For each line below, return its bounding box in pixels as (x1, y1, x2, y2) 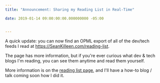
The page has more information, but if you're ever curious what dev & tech (5, 52, 156, 59)
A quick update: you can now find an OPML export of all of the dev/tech (5, 38, 150, 44)
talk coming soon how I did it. (5, 72, 65, 78)
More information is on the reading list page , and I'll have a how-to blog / (5, 67, 152, 73)
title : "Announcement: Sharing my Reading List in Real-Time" (5, 7, 135, 12)
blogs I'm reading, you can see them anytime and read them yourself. (5, 58, 145, 63)
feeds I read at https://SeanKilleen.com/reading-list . (5, 43, 110, 49)
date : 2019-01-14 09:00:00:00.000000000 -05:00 (5, 16, 104, 21)
